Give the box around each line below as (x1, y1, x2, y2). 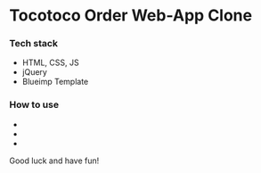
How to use (9, 99, 60, 111)
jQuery (21, 67, 47, 78)
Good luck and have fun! (9, 155, 100, 166)
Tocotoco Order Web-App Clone (9, 5, 252, 26)
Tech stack (9, 37, 58, 50)
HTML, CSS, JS (21, 57, 79, 68)
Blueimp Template (21, 77, 89, 87)
